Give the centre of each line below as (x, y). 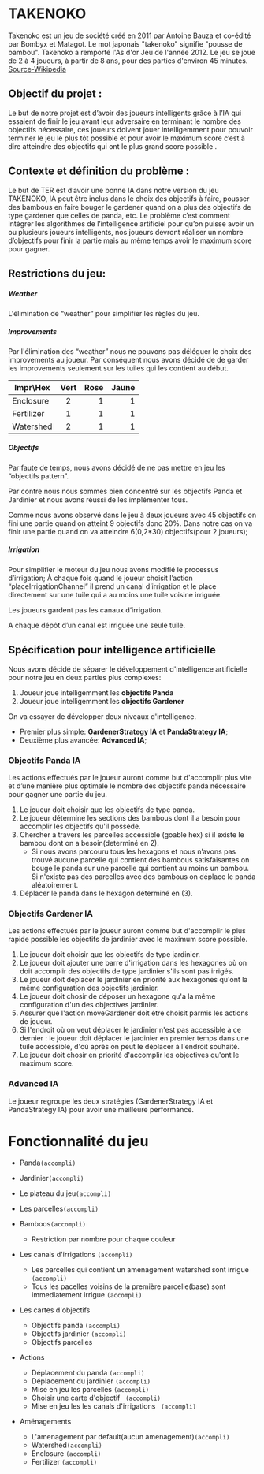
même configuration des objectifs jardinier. (89, 988)
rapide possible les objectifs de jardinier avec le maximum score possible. (128, 940)
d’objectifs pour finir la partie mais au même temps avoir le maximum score (130, 240)
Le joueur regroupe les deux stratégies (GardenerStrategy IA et (111, 1101)
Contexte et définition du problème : (99, 171)
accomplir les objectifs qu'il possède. (80, 826)
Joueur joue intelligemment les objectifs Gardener (102, 701)
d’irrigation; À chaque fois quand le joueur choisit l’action (100, 578)
